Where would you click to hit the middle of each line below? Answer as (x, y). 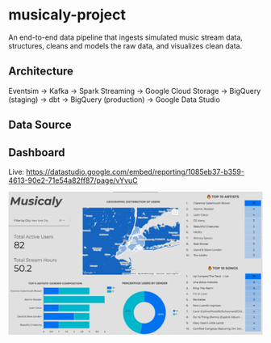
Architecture (41, 72)
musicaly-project (67, 15)
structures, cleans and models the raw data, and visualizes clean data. (125, 45)
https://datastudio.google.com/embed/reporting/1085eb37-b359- (135, 171)
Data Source (40, 125)
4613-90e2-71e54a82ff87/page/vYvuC (73, 180)
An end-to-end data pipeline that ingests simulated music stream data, (126, 37)
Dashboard (37, 152)
